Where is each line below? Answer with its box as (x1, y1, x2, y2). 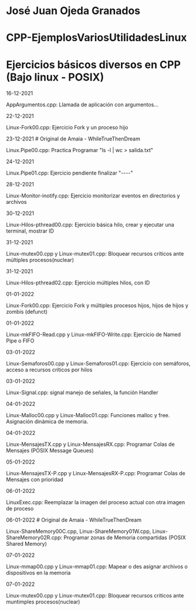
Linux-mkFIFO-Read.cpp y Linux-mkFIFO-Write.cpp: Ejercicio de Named (6, 331, 181, 338)
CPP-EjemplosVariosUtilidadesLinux (6, 31, 187, 45)
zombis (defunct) (6, 308, 48, 315)
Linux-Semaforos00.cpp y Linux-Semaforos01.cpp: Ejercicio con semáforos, (6, 360, 191, 367)
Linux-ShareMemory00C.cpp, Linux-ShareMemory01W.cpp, (6, 528, 151, 535)
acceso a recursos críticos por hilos (6, 366, 93, 374)
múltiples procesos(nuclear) (6, 257, 75, 264)
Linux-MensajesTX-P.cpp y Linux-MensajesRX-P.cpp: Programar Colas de (6, 470, 186, 477)
